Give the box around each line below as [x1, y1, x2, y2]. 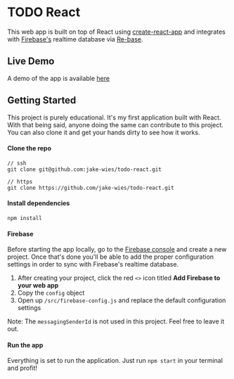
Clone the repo [7, 144, 51, 153]
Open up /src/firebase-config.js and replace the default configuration [17, 296, 226, 304]
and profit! [7, 364, 37, 373]
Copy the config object [17, 289, 85, 297]
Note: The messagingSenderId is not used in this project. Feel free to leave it [7, 317, 225, 326]
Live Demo [7, 56, 55, 68]
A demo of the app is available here [7, 74, 110, 82]
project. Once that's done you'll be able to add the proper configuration [7, 252, 214, 261]
